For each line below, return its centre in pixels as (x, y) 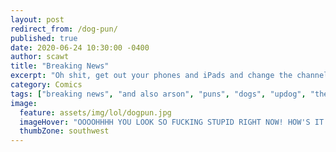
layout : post (37, 19)
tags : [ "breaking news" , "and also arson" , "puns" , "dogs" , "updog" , (158, 94)
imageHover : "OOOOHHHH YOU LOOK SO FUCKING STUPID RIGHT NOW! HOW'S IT (172, 122)
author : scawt (40, 57)
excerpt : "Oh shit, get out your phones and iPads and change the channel (169, 76)
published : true (44, 38)
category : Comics (46, 85)
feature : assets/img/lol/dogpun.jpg (95, 112)
